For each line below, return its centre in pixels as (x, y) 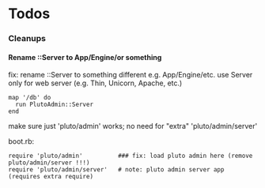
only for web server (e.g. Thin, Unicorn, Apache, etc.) (95, 83)
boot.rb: (21, 141)
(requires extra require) (51, 177)
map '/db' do (30, 98)
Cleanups (27, 39)
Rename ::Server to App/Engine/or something (85, 57)
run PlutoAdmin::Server (54, 105)
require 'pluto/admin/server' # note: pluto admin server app (116, 170)
